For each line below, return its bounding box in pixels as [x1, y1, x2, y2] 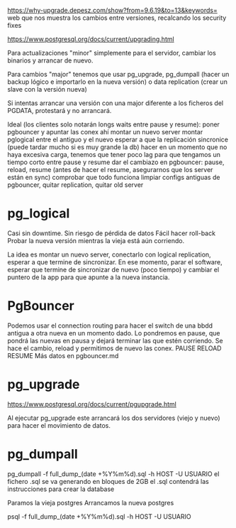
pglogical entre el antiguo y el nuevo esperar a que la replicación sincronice [7, 135, 229, 144]
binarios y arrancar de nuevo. [7, 56, 94, 65]
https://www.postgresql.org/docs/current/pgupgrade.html [7, 399, 177, 408]
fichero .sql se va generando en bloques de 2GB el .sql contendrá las [7, 477, 209, 485]
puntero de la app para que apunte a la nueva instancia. [7, 273, 170, 281]
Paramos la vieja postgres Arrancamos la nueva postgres [7, 498, 174, 507]
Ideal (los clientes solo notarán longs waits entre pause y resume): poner [7, 120, 220, 129]
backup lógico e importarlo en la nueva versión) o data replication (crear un [7, 77, 228, 86]
